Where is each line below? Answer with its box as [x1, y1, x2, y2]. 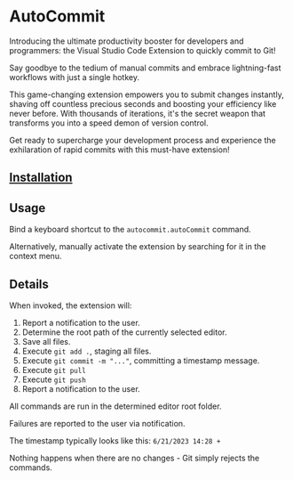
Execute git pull [21, 364, 86, 375]
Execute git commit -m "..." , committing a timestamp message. [21, 354, 260, 366]
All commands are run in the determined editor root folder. [9, 401, 222, 411]
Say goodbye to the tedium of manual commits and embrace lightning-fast [9, 62, 281, 73]
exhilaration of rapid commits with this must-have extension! [9, 144, 230, 155]
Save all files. [21, 336, 71, 346]
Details [9, 276, 49, 291]
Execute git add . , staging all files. [21, 346, 152, 356]
